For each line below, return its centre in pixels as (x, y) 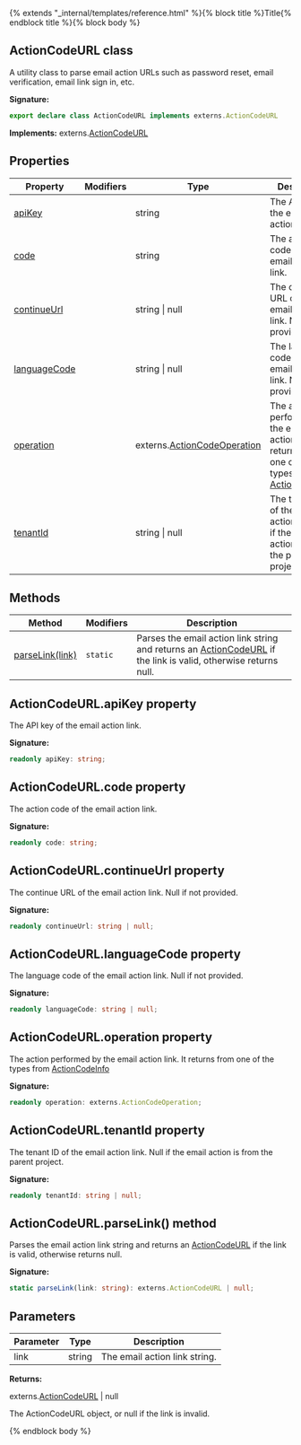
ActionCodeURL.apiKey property (103, 704)
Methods (35, 597)
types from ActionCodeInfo (60, 1068)
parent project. (37, 1161)
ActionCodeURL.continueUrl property (117, 871)
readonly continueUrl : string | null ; (82, 926)
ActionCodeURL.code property (98, 788)
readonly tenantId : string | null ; (76, 1195)
